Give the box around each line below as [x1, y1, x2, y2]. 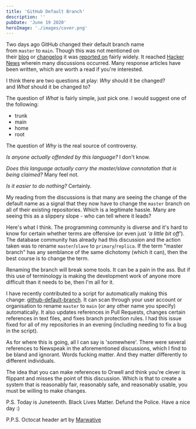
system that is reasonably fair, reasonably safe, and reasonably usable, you [6, 381, 188, 388]
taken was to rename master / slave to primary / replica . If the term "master [6, 242, 183, 249]
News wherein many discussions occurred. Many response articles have [6, 60, 181, 67]
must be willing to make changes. [6, 387, 87, 394]
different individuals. [6, 358, 56, 365]
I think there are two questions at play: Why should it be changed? [6, 77, 166, 84]
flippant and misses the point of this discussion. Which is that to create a [6, 375, 181, 382]
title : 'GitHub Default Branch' [6, 8, 85, 15]
